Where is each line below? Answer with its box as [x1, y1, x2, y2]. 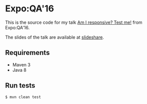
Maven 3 [12, 61, 31, 67]
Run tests [5, 81, 35, 90]
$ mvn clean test [5, 95, 41, 100]
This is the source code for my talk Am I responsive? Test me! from [5, 19, 143, 25]
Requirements [5, 49, 50, 57]
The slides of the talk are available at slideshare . [5, 34, 104, 40]
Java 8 [12, 67, 26, 73]
